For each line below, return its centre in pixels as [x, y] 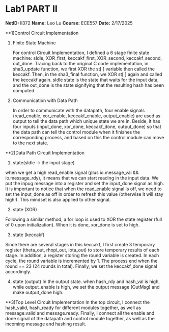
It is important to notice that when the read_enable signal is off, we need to [83, 189]
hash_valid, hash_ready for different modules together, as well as [73, 308]
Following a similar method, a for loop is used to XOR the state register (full [84, 219]
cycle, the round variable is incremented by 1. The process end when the [81, 261]
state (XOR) [25, 209]
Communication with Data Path [45, 100]
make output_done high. [38, 292]
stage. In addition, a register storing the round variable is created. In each [82, 255]
